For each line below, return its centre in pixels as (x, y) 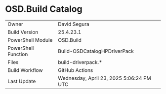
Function (18, 54)
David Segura (74, 24)
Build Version (23, 32)
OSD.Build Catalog (44, 9)
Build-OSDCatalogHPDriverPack (96, 51)
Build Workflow (25, 70)
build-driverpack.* (80, 62)
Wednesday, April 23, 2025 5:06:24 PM (105, 78)
